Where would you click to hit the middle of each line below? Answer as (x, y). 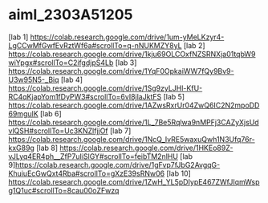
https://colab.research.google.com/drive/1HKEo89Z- (146, 148)
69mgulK (23, 113)
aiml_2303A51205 (71, 15)
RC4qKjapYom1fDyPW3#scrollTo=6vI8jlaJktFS (85, 96)
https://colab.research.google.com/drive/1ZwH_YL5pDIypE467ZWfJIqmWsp (134, 181)
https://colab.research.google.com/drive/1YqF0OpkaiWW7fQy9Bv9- (121, 71)
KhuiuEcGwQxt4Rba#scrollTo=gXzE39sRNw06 (87, 173)
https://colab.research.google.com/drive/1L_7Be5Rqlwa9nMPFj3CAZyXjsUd (134, 122)
